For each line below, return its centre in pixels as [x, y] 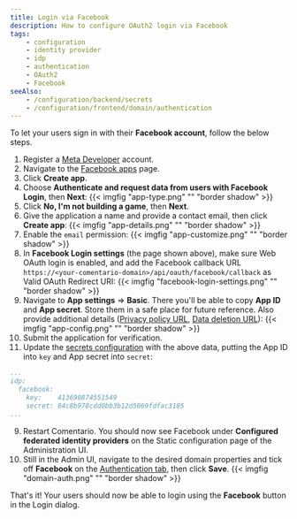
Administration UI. [56, 450]
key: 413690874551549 [72, 397]
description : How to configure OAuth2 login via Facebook [119, 26]
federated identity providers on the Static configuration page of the [147, 440]
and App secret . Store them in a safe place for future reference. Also [148, 309]
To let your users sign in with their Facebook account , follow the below [140, 133]
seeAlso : [26, 91]
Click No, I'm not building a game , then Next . [106, 206]
